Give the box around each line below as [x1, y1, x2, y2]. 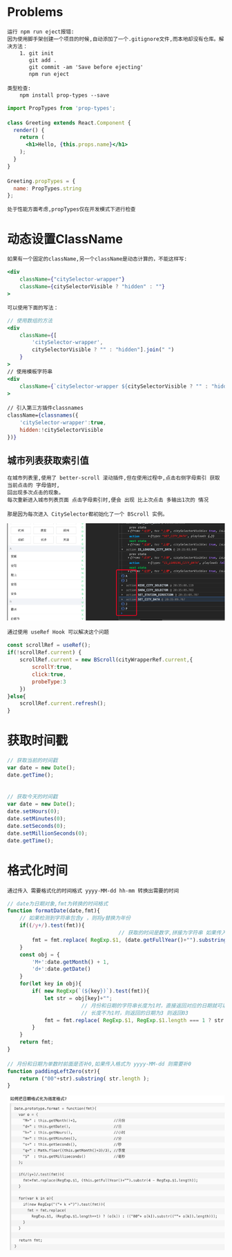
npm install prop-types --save [19, 91, 110, 99]
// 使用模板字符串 [7, 368, 53, 375]
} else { [7, 692, 26, 700]
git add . [28, 57, 57, 64]
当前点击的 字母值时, [7, 482, 60, 489]
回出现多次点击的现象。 [7, 489, 64, 496]
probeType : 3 [32, 678, 67, 685]
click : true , [32, 671, 67, 678]
